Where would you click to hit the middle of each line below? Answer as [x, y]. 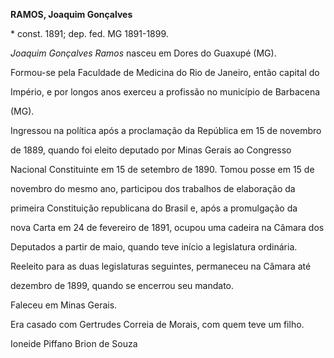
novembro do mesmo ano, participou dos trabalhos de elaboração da [153, 188]
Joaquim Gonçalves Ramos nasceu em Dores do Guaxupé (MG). [143, 53]
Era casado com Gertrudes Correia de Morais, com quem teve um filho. [157, 324]
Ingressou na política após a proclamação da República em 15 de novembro [166, 130]
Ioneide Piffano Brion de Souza [74, 343]
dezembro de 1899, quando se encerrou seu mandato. [122, 285]
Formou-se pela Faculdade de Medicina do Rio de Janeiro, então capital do [165, 72]
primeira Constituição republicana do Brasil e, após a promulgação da [154, 208]
